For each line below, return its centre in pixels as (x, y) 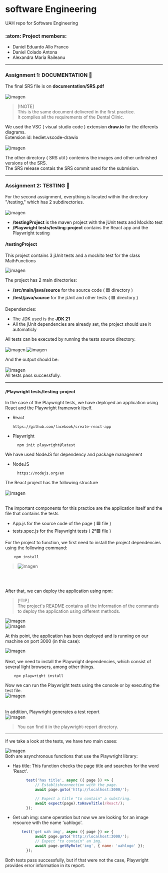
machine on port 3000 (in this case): (43, 641)
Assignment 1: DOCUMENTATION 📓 (49, 75)
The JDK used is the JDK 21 (41, 319)
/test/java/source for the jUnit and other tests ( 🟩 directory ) (75, 298)
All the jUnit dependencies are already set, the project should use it (81, 324)
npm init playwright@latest (46, 445)
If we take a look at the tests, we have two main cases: (61, 741)
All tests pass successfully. (33, 375)
